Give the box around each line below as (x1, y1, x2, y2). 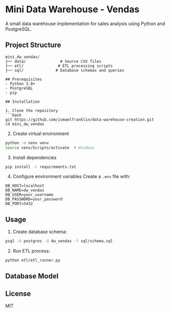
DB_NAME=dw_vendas (5, 188, 44, 193)
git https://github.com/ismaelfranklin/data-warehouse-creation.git (5, 117, 154, 122)
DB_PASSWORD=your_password (5, 197, 63, 202)
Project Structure (5, 41, 61, 50)
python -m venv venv (5, 140, 50, 145)
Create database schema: (12, 229, 67, 235)
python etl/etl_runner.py (5, 258, 60, 263)
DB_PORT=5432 (5, 201, 33, 207)
